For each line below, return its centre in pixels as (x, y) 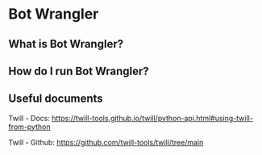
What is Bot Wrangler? (66, 44)
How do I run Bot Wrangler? (79, 71)
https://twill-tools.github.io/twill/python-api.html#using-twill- (152, 118)
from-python (29, 127)
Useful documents (56, 99)
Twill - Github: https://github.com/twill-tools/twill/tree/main (106, 142)
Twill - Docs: (29, 118)
